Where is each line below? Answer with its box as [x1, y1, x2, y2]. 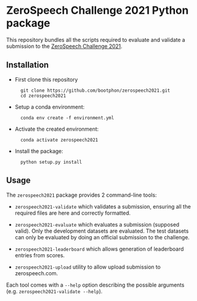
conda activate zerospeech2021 [20, 137, 98, 143]
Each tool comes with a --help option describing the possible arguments [6, 281, 185, 288]
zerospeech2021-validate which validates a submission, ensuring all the [14, 203, 191, 210]
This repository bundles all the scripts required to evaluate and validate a [6, 36, 186, 43]
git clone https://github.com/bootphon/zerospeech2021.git [20, 88, 171, 94]
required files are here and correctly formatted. [14, 209, 131, 216]
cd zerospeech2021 [20, 92, 66, 99]
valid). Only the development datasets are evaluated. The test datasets [14, 227, 189, 234]
